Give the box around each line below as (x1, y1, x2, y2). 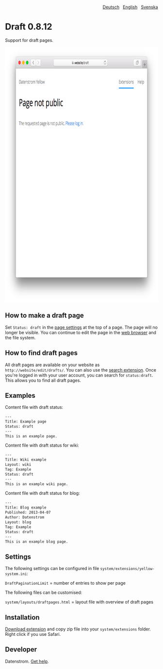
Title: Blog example (5, 505, 47, 510)
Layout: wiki (5, 462, 32, 467)
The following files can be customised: (5, 590, 82, 595)
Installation (5, 613, 40, 621)
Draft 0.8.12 (5, 21, 52, 32)
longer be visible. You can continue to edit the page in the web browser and (5, 329, 157, 335)
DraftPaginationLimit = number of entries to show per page (5, 580, 126, 586)
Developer (5, 646, 37, 654)
